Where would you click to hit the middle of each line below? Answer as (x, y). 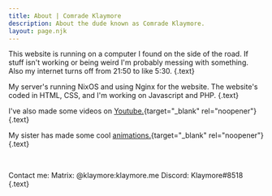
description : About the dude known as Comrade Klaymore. (107, 23)
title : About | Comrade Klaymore (65, 16)
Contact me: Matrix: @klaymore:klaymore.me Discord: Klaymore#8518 (126, 176)
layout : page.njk (38, 31)
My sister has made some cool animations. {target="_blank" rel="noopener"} (136, 135)
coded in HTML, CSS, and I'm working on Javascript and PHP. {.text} (124, 96)
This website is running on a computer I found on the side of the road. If (129, 54)
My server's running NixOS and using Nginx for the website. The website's (133, 87)
